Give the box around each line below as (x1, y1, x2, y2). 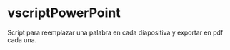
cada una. (7, 35, 37, 44)
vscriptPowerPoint (7, 5, 121, 21)
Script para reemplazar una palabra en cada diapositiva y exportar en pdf (7, 28, 224, 37)
